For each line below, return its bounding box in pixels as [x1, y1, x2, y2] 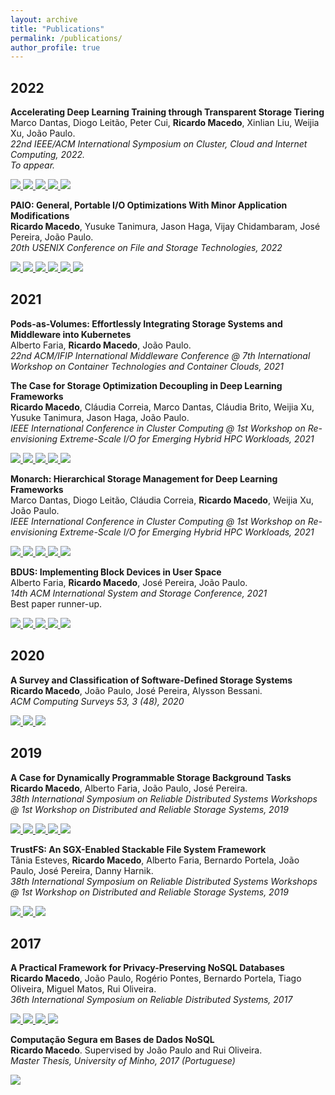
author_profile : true [10, 42, 101, 53]
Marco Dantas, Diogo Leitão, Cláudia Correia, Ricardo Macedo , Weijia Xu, [10, 494, 314, 506]
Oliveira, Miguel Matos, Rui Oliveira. [10, 983, 157, 995]
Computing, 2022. [10, 149, 86, 161]
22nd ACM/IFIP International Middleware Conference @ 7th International [10, 349, 311, 361]
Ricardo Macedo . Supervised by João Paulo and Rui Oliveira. [10, 1044, 263, 1056]
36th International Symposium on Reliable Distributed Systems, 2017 [10, 994, 293, 1006]
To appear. [10, 159, 56, 171]
